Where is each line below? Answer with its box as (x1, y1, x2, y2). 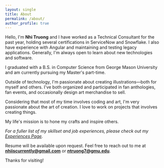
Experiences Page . (5, 133, 43, 139)
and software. (5, 55, 33, 61)
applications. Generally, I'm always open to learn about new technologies (5, 50, 153, 56)
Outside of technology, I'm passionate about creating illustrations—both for (5, 79, 157, 85)
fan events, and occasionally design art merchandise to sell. (5, 89, 126, 95)
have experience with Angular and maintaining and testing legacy (5, 44, 137, 50)
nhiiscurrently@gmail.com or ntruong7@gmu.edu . (5, 148, 111, 154)
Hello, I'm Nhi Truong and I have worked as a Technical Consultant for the (5, 34, 155, 40)
